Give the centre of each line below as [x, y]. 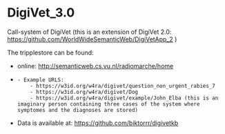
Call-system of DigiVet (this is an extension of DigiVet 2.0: [89, 32]
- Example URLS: [40, 80]
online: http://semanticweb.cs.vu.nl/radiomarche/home [95, 66]
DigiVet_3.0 [41, 13]
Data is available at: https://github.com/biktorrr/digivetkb [98, 123]
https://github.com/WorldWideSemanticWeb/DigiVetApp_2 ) [92, 39]
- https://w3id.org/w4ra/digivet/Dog [84, 92]
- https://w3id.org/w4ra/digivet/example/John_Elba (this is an [124, 98]
